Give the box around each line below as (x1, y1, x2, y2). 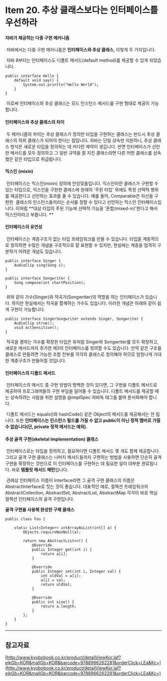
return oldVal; (40, 582, 72, 587)
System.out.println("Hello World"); (23, 82, 99, 87)
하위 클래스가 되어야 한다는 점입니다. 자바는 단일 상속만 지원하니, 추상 (18, 137, 153, 143)
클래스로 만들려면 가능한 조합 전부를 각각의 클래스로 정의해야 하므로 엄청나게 (5, 351, 153, 357)
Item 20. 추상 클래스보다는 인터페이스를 (5, 4, 158, 16)
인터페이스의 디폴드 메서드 (5, 370, 56, 376)
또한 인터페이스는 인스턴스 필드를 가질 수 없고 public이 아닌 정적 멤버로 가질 (15, 418, 161, 424)
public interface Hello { (5, 73, 59, 79)
